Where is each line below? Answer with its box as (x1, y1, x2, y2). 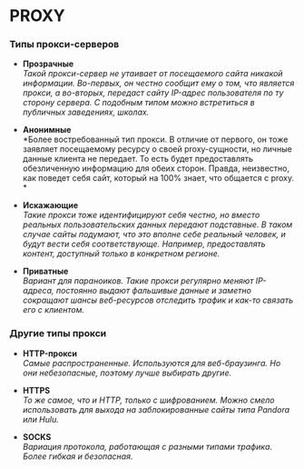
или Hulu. (22, 414, 59, 424)
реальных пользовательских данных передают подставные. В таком (22, 219, 293, 230)
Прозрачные (22, 58, 74, 69)
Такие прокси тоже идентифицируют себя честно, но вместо (22, 210, 260, 221)
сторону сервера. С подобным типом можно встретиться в (22, 97, 256, 108)
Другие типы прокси (9, 327, 107, 340)
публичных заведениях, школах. (22, 106, 150, 118)
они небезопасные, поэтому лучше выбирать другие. (22, 367, 232, 378)
